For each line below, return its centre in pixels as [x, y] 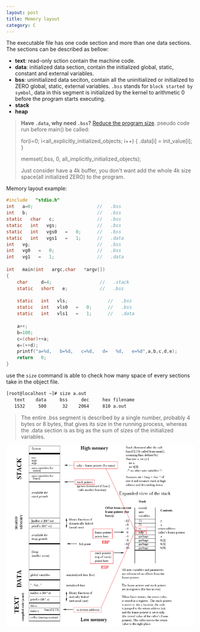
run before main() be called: [55, 130]
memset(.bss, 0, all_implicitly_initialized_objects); [81, 159]
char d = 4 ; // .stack [73, 282]
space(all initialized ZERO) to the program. [73, 177]
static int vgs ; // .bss [64, 225]
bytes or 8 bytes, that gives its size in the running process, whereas [104, 424]
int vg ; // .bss [64, 244]
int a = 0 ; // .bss [64, 207]
